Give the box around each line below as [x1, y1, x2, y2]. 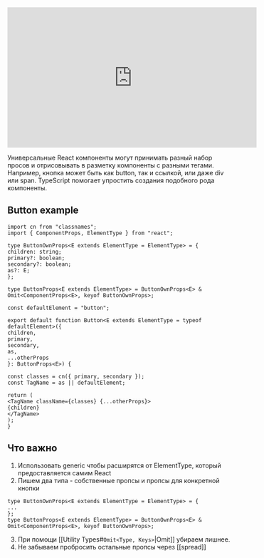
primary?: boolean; [7, 254, 65, 262]
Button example [7, 205, 79, 217]
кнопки [17, 484, 41, 492]
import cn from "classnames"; [7, 223, 97, 230]
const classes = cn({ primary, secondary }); [7, 373, 144, 380]
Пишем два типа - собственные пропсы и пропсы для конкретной [17, 476, 220, 485]
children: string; [7, 248, 62, 255]
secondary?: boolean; [7, 260, 72, 268]
